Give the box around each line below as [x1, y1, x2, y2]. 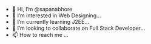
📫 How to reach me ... [12, 32, 69, 38]
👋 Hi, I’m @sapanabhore [12, 6, 73, 12]
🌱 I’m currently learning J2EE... [12, 18, 90, 25]
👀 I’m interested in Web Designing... [12, 12, 101, 19]
